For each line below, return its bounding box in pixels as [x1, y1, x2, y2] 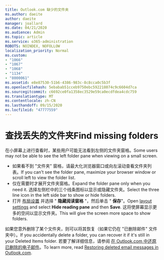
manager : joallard [5, 21, 43, 26]
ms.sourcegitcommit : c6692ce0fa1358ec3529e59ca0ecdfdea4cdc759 [5, 89, 137, 94]
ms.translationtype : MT [5, 94, 54, 99]
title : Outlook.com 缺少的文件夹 [5, 7, 69, 12]
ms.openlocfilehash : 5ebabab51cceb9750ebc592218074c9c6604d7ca [5, 84, 137, 90]
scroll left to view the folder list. [12, 175, 76, 181]
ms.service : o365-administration [5, 39, 73, 44]
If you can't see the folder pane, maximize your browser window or [21, 169, 156, 175]
